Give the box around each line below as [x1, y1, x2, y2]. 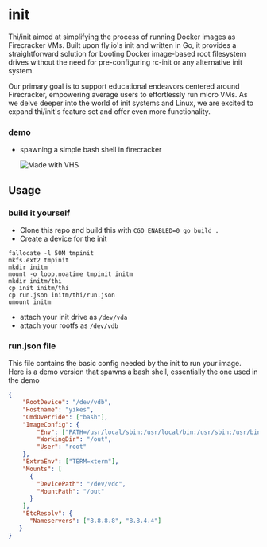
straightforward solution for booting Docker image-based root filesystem [8, 49, 246, 58]
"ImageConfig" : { [22, 420, 80, 428]
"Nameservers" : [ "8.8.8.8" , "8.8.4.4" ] [29, 517, 161, 525]
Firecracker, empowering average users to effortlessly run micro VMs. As [8, 89, 248, 99]
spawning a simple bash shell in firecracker [19, 145, 162, 155]
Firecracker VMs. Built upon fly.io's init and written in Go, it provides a [8, 40, 237, 49]
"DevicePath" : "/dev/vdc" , [37, 480, 126, 488]
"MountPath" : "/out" [37, 487, 105, 495]
